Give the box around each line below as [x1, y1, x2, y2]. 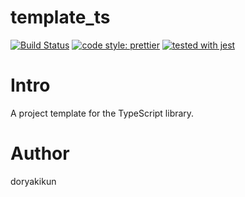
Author [10, 142, 70, 165]
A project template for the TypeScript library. [10, 107, 195, 119]
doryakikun [10, 175, 57, 187]
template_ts [10, 6, 111, 29]
